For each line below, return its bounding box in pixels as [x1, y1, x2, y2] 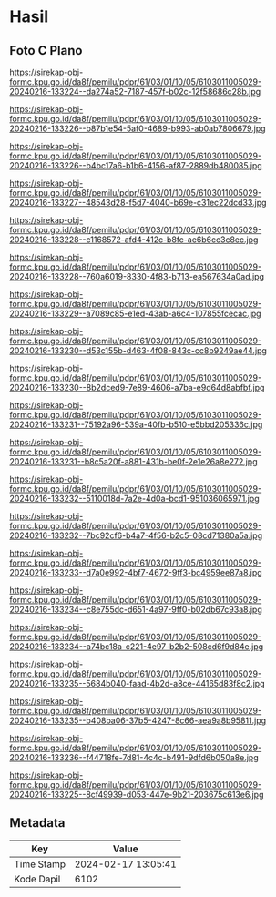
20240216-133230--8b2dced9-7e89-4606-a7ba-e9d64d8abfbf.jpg [9, 382, 265, 392]
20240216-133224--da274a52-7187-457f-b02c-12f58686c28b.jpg [9, 87, 261, 97]
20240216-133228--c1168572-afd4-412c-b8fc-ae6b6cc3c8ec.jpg [9, 234, 259, 245]
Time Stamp [14, 858, 66, 871]
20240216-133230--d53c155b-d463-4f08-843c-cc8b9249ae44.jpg [9, 345, 267, 356]
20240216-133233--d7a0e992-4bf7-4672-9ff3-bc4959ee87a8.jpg [9, 567, 262, 577]
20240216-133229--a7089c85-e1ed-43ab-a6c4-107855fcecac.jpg [9, 308, 261, 319]
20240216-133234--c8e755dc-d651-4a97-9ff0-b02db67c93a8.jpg [9, 604, 262, 615]
